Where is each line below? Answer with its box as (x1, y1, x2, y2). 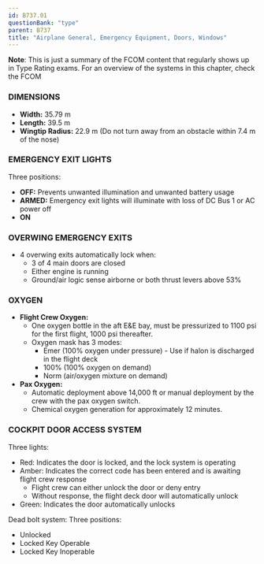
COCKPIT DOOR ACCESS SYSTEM (8, 425, 142, 436)
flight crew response (19, 474, 87, 484)
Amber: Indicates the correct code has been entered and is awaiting (19, 466, 241, 475)
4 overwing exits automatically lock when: (19, 250, 156, 260)
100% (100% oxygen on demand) (43, 363, 152, 373)
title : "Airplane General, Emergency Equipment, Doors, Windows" (8, 33, 227, 42)
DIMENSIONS (8, 91, 61, 102)
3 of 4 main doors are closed (31, 258, 126, 268)
